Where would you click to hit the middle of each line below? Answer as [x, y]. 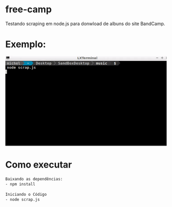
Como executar [39, 165]
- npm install [20, 184]
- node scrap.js [23, 200]
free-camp [29, 9]
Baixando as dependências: [34, 179]
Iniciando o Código [26, 195]
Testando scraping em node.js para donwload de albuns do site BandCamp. [85, 24]
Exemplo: [26, 44]
